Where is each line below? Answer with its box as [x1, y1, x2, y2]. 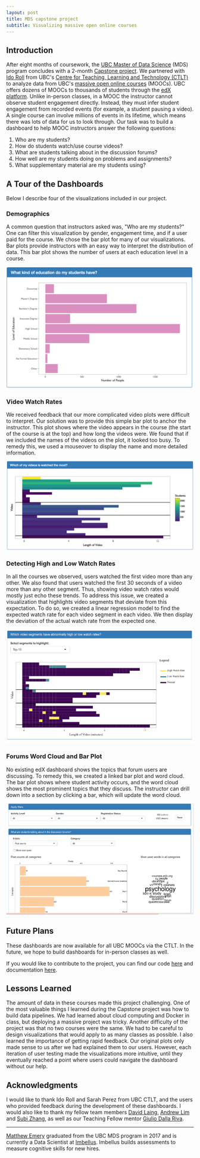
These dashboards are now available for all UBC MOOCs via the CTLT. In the [6, 942, 194, 949]
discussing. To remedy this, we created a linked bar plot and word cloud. [6, 772, 185, 780]
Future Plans [6, 926, 54, 936]
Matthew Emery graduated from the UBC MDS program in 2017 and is [6, 1132, 177, 1139]
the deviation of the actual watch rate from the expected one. [6, 617, 157, 624]
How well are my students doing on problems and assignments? [14, 155, 172, 163]
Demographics [6, 209, 50, 218]
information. [6, 449, 36, 457]
